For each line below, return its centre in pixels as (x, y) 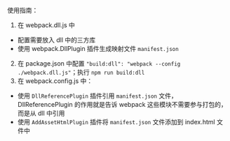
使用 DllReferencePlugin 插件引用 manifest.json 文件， (97, 96)
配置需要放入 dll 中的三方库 (56, 40)
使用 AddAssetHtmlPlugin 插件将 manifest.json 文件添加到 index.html (116, 122)
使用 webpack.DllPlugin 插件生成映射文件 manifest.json (98, 49)
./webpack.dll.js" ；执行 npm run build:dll (81, 72)
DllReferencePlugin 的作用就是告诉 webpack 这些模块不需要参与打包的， (122, 104)
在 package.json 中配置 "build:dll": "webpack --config (99, 64)
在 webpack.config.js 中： (55, 81)
